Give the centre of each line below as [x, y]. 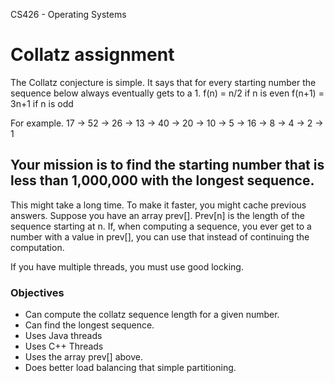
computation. [37, 247]
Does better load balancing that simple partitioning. [130, 368]
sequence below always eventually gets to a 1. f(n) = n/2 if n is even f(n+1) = [167, 93]
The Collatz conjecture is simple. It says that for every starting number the [163, 82]
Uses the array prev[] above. [83, 357]
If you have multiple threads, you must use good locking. [127, 266]
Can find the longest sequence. [89, 325]
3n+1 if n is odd [42, 103]
